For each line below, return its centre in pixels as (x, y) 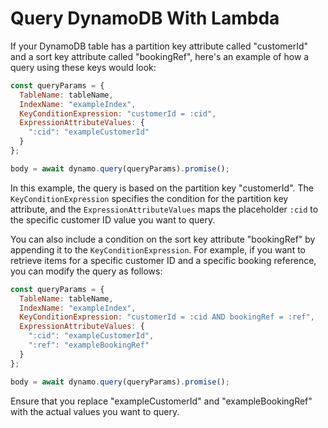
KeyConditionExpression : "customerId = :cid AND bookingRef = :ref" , (167, 317)
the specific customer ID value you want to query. (113, 219)
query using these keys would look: (83, 67)
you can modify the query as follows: (86, 271)
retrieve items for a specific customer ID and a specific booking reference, (163, 260)
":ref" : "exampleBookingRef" (89, 345)
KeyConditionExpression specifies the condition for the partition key (149, 198)
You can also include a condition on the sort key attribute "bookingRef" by (163, 239)
